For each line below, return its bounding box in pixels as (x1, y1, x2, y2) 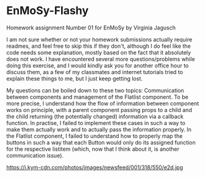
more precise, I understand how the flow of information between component (6, 99, 199, 107)
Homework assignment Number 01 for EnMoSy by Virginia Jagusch (6, 24, 176, 31)
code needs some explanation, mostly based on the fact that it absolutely (6, 48, 192, 56)
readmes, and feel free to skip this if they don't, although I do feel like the (6, 42, 191, 50)
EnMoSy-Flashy (6, 4, 89, 18)
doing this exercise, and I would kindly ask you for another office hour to (6, 62, 189, 69)
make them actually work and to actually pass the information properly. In (6, 126, 192, 133)
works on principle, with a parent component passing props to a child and (6, 106, 192, 113)
